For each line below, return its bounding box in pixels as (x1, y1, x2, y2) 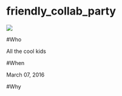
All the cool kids (6, 47, 47, 55)
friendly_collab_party (6, 4, 117, 18)
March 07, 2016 (6, 71, 45, 78)
